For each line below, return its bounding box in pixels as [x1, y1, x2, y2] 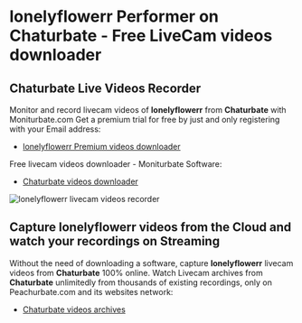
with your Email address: [9, 124, 101, 134]
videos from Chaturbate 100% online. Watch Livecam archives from [9, 267, 264, 278]
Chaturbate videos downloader [22, 176, 138, 187]
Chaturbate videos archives [22, 304, 127, 315]
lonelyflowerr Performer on [9, 6, 220, 27]
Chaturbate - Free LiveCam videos [9, 25, 273, 46]
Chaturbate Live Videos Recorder [9, 80, 202, 96]
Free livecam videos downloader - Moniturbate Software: [9, 159, 222, 169]
